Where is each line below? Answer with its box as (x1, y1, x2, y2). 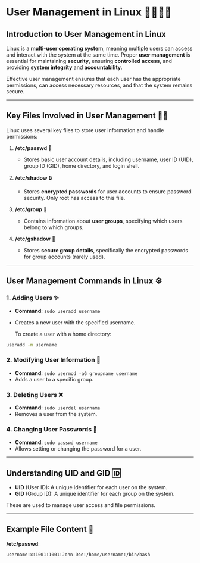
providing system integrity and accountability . (6, 64, 123, 71)
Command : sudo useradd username (14, 307, 101, 314)
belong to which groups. (23, 223, 84, 231)
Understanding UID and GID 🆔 (6, 468, 121, 478)
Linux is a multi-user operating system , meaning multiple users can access (6, 45, 193, 52)
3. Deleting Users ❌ (6, 390, 64, 399)
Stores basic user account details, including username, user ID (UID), (23, 156, 193, 163)
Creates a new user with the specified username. (14, 318, 136, 326)
